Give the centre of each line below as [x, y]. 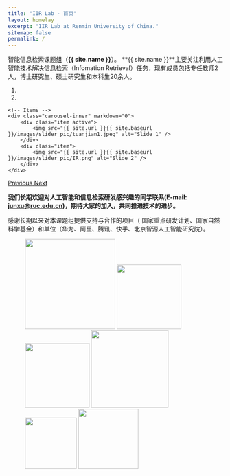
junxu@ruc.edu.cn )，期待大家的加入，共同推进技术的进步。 [93, 206]
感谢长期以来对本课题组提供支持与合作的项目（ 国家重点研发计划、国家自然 [114, 220]
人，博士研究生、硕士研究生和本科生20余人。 [72, 77]
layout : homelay [31, 20]
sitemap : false [30, 33]
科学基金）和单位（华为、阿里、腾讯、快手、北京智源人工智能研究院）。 [108, 229]
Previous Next [28, 183]
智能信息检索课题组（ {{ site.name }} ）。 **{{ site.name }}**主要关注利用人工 [116, 60]
